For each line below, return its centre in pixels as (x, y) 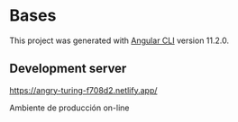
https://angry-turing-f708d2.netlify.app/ (83, 90)
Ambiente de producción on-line (69, 108)
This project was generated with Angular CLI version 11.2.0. (119, 40)
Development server (68, 69)
